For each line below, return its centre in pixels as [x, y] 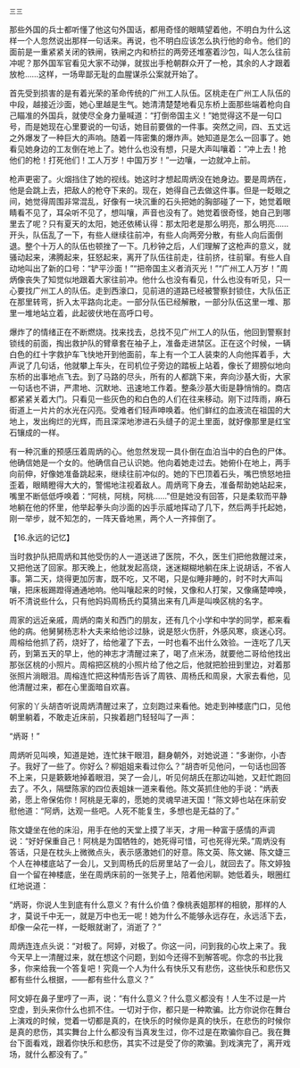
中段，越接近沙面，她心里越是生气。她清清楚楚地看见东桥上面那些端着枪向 [146, 104]
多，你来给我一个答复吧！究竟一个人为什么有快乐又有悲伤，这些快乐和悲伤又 [150, 968]
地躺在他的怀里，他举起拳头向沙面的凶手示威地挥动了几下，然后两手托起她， [150, 507]
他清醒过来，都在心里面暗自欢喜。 [72, 687]
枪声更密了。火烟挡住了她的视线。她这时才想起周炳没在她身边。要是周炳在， [150, 179]
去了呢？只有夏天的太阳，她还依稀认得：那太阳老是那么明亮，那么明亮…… [153, 224]
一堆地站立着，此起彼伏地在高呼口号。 [87, 313]
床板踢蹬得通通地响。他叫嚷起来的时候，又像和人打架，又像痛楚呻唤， [162, 590]
